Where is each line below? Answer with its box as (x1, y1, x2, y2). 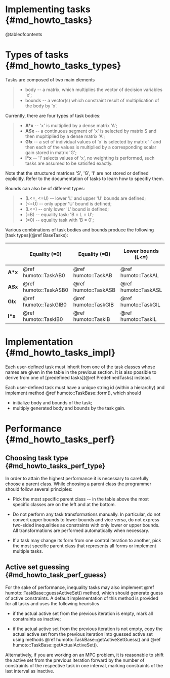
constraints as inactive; (12, 615, 61, 622)
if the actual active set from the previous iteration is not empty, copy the (12, 626, 163, 632)
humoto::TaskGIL (120, 301, 161, 308)
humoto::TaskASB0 (22, 286, 69, 293)
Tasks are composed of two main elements (5, 76, 95, 82)
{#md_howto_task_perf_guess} (5, 571, 107, 579)
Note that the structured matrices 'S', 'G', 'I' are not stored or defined (5, 170, 149, 176)
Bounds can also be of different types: (5, 185, 85, 191)
